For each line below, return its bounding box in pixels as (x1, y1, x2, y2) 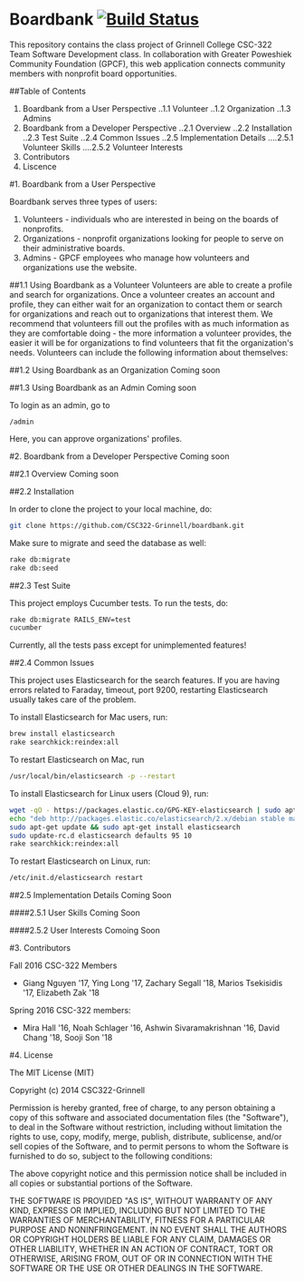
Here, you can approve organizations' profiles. (9, 433, 183, 444)
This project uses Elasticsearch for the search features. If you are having (9, 675, 280, 686)
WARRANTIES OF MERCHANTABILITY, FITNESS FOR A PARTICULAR (9, 1215, 265, 1226)
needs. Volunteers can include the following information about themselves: (9, 347, 289, 357)
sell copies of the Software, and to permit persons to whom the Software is (9, 1141, 290, 1152)
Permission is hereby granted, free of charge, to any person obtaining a (9, 1102, 276, 1113)
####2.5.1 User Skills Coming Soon (9, 907, 140, 918)
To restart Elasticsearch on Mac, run (9, 754, 145, 766)
